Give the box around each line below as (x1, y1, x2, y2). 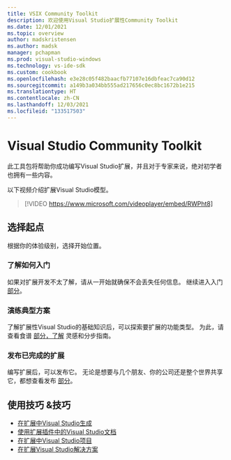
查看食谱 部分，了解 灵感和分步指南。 (7, 331, 115, 340)
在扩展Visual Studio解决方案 (17, 445, 98, 454)
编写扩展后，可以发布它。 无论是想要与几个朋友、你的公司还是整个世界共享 (7, 368, 223, 376)
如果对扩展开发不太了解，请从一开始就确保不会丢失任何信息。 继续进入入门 (7, 278, 223, 286)
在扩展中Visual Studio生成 (17, 419, 92, 427)
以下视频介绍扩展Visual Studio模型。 (7, 185, 113, 194)
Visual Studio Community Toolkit (7, 138, 202, 154)
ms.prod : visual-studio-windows (7, 56, 101, 63)
